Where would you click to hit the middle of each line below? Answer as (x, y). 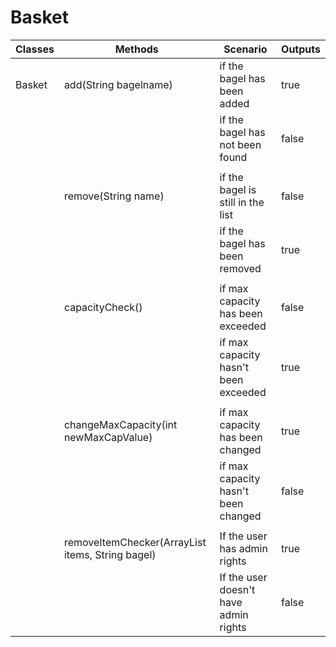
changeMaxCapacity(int (120, 424)
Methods (136, 49)
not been (240, 144)
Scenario (245, 49)
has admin (243, 548)
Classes (35, 49)
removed (240, 268)
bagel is (238, 189)
